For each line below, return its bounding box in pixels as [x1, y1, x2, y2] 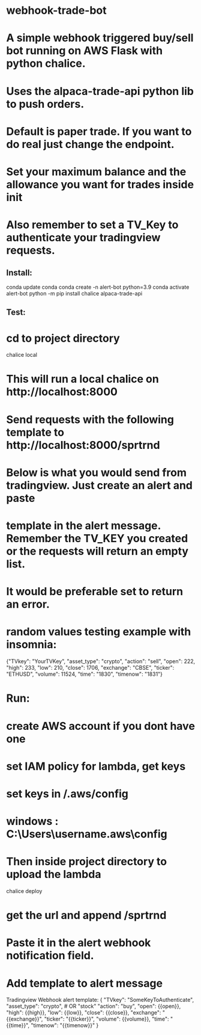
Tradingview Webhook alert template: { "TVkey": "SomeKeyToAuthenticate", [6, 996, 194, 1004]
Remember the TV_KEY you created [6, 532, 188, 545]
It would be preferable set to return [6, 585, 184, 599]
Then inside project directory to [6, 855, 167, 868]
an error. [6, 598, 50, 611]
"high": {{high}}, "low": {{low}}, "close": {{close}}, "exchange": [6, 1009, 161, 1016]
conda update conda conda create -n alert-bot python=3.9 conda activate [6, 283, 190, 291]
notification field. [6, 949, 94, 963]
